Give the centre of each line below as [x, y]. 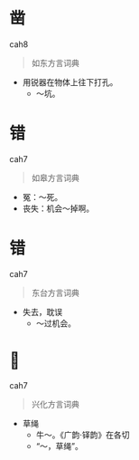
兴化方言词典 [55, 404]
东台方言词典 [55, 292]
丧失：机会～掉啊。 [58, 208]
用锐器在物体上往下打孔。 [70, 81]
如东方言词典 [55, 62]
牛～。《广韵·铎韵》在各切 [83, 435]
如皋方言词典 [55, 177]
